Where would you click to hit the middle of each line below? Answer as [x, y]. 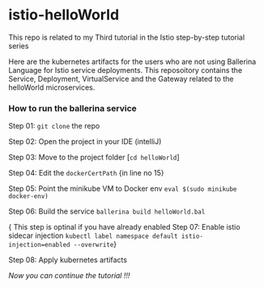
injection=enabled [39, 245]
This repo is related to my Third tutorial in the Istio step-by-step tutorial [127, 37]
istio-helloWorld [64, 15]
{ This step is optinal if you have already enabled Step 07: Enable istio [124, 227]
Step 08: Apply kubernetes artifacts [68, 260]
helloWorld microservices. [52, 87]
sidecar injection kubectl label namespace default [93, 235]
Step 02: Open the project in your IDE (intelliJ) [85, 142]
